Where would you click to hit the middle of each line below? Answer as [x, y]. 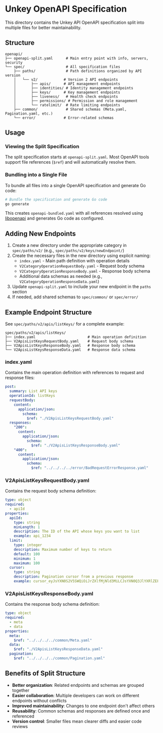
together [21, 690]
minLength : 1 [27, 527]
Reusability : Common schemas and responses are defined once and [81, 711]
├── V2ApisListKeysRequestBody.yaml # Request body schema [69, 341]
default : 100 [27, 554]
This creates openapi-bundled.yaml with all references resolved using [74, 213]
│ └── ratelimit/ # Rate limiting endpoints [67, 105]
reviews [20, 726]
